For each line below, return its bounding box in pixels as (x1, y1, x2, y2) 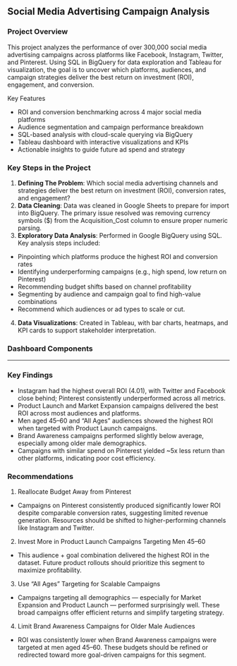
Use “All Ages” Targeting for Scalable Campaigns (17, 579, 161, 588)
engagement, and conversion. (7, 80, 95, 89)
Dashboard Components (7, 344, 93, 353)
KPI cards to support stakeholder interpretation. (17, 326, 157, 334)
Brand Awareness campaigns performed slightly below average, (17, 431, 205, 440)
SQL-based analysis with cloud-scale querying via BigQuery (17, 130, 193, 138)
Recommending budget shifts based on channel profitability (17, 282, 192, 291)
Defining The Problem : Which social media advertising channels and (17, 178, 219, 187)
